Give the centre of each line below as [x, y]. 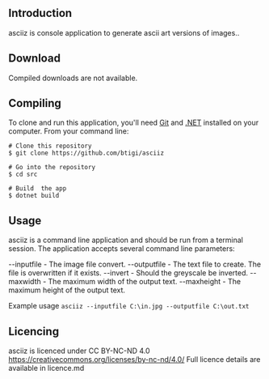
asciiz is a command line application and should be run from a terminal [126, 240]
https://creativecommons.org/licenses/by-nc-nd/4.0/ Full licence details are [134, 360]
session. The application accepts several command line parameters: [122, 249]
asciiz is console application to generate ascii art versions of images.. [124, 32]
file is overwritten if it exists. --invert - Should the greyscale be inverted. [128, 273]
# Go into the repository [52, 168]
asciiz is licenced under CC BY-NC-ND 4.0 [80, 351]
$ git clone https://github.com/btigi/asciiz [86, 153]
